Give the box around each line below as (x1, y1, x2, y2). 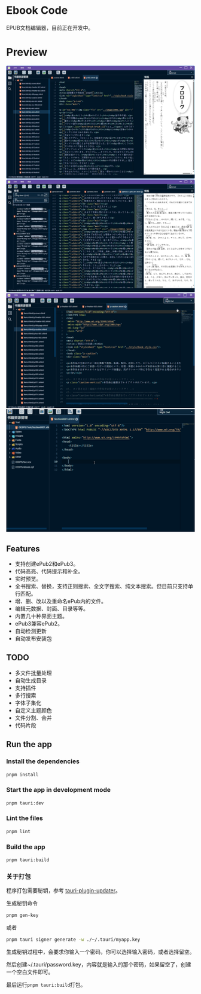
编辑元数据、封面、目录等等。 (14, 605, 89, 612)
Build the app (6, 843, 46, 851)
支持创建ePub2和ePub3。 (14, 560, 79, 568)
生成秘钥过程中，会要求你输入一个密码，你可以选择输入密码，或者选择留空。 (6, 948, 195, 955)
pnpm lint (6, 828, 31, 834)
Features (6, 544, 40, 554)
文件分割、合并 (14, 714, 52, 721)
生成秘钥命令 (6, 900, 38, 907)
